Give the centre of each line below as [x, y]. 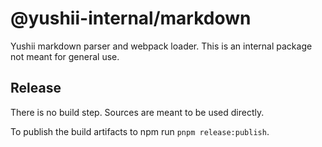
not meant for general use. [65, 56]
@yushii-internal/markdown [131, 18]
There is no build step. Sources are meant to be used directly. [137, 112]
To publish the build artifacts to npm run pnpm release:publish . [140, 131]
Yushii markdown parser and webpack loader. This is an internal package [161, 46]
